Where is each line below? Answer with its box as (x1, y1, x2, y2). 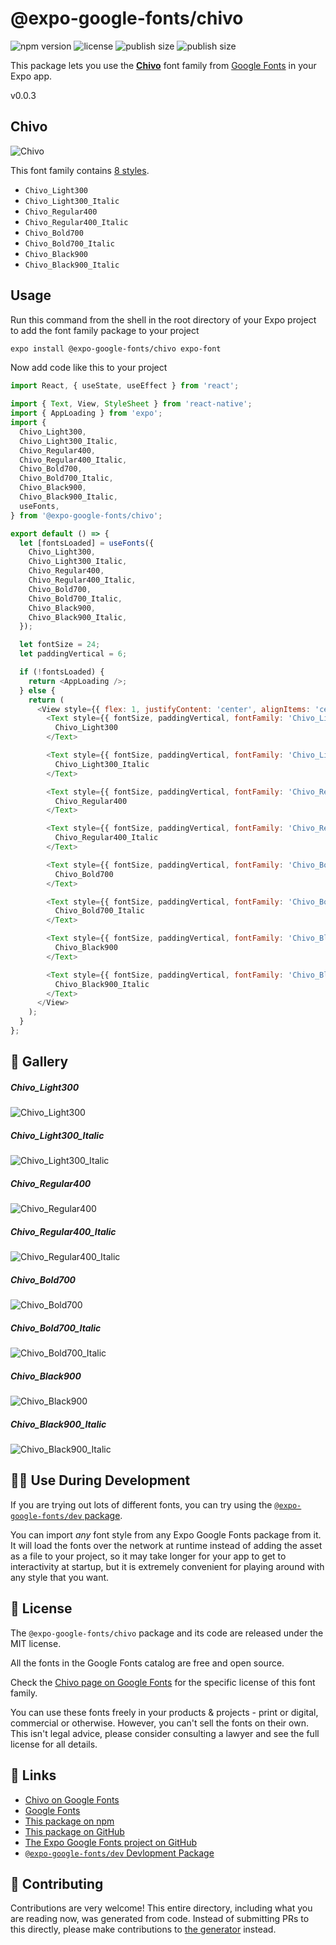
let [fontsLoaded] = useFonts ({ (19, 538, 155, 548)
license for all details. (10, 1738, 98, 1750)
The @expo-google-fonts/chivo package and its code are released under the (10, 1627, 324, 1639)
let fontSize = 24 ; (19, 640, 101, 650)
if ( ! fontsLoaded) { (19, 667, 105, 677)
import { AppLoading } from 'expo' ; (10, 408, 163, 419)
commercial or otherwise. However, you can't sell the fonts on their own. (10, 1717, 309, 1729)
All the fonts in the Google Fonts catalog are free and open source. (10, 1657, 285, 1669)
